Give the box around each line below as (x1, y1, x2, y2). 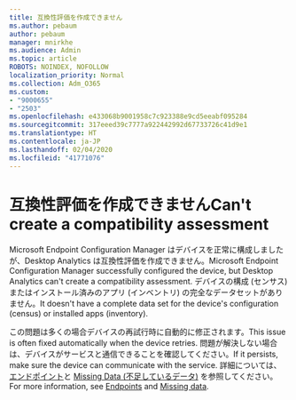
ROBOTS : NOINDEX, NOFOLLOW (9, 63, 109, 72)
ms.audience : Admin (9, 46, 82, 55)
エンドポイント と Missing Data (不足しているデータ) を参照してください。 (9, 371, 278, 382)
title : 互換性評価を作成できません (9, 12, 123, 22)
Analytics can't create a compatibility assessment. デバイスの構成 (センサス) (9, 276, 288, 287)
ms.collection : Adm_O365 (9, 79, 101, 88)
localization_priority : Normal (9, 71, 125, 80)
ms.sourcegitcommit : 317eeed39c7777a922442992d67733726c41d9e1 (9, 121, 248, 130)
